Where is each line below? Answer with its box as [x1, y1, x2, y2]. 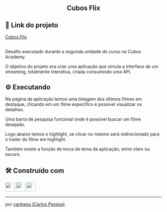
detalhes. [5, 107, 24, 113]
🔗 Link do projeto [5, 21, 59, 29]
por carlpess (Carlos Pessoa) [5, 201, 65, 208]
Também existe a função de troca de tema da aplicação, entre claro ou [5, 146, 150, 152]
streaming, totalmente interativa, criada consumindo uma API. [5, 69, 132, 74]
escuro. [5, 151, 21, 157]
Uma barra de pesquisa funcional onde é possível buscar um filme [5, 116, 141, 122]
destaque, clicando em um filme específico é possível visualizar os [5, 101, 142, 107]
